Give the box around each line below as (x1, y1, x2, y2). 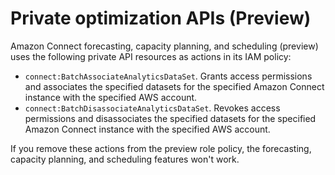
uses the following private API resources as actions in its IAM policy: (10, 50, 292, 62)
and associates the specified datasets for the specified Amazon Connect (24, 80, 325, 92)
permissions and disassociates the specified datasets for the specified (24, 112, 317, 124)
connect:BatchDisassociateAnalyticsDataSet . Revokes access (24, 102, 281, 114)
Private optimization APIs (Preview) (10, 7, 312, 30)
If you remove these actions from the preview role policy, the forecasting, (10, 142, 312, 154)
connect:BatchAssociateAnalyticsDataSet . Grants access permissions (24, 70, 313, 82)
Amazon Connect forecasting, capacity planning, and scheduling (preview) (10, 40, 319, 52)
